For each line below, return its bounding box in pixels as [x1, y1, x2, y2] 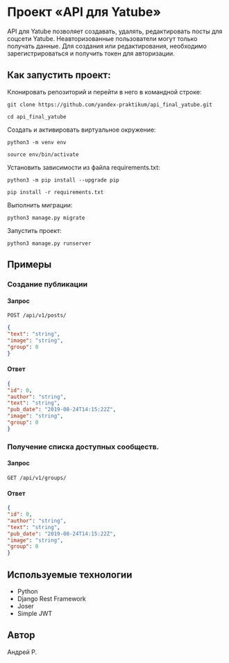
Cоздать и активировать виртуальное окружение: [7, 126, 156, 134]
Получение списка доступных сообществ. [7, 442, 160, 451]
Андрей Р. [7, 648, 37, 656]
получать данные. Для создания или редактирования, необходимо [7, 42, 207, 50]
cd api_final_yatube [7, 113, 67, 120]
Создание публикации [7, 279, 88, 289]
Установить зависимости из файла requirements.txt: [7, 163, 160, 171]
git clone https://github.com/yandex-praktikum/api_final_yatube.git [7, 101, 213, 108]
